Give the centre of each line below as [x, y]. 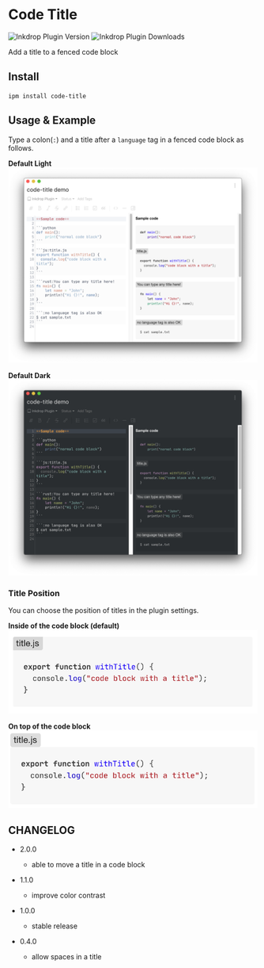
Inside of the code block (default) [64, 626]
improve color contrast [68, 895]
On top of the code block [49, 726]
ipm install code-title [47, 96]
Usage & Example [52, 121]
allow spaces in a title [66, 956]
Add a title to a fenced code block [63, 52]
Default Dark [30, 376]
